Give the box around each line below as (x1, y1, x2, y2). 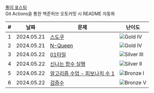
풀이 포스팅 (5, 5, 27, 10)
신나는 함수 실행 (49, 61, 86, 67)
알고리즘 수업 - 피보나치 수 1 (49, 70, 115, 77)
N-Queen (49, 42, 73, 49)
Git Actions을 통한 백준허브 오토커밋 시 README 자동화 (5, 11, 115, 17)
